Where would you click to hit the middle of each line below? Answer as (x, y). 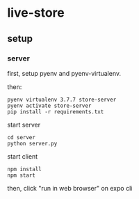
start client (23, 156)
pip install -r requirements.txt (56, 112)
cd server (22, 137)
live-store (36, 13)
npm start (22, 175)
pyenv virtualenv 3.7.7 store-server (62, 99)
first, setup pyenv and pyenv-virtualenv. (64, 73)
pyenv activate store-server (49, 106)
